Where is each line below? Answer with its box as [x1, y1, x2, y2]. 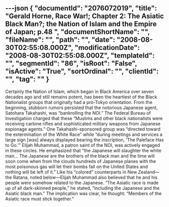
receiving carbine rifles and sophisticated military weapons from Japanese [5, 121, 161, 127]
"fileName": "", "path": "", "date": [5, 35, 116, 44]
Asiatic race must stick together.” [5, 195, 74, 201]
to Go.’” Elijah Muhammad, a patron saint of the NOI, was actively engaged [5, 142, 160, 148]
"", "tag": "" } [5, 75, 49, 84]
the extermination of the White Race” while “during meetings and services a [5, 131, 163, 137]
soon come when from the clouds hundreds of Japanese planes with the [5, 158, 156, 164]
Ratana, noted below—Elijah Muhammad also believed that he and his [13, 174, 158, 180]
